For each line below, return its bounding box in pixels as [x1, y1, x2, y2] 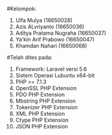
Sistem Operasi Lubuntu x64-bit [15, 72, 95, 79]
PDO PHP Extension [15, 91, 65, 98]
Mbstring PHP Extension [15, 97, 76, 104]
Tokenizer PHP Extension [15, 104, 78, 110]
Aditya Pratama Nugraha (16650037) [15, 29, 107, 37]
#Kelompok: [7, 5, 37, 12]
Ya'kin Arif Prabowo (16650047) [15, 36, 95, 43]
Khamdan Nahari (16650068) [15, 42, 87, 49]
